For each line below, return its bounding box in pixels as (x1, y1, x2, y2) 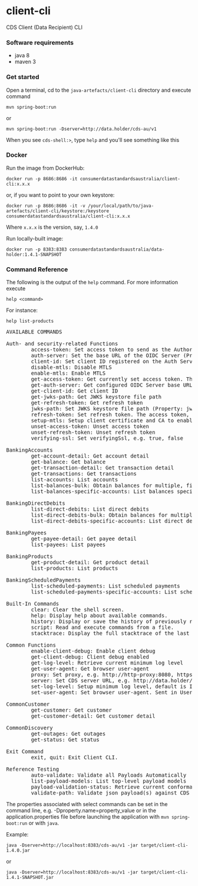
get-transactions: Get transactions (31, 470, 137, 477)
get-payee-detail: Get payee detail (31, 536, 137, 542)
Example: (6, 831, 29, 838)
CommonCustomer (6, 701, 50, 707)
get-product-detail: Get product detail (31, 559, 149, 566)
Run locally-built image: (6, 235, 64, 242)
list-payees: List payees (31, 541, 106, 548)
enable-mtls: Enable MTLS (31, 370, 106, 377)
